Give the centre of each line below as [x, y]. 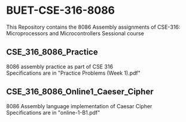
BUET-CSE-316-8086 [61, 10]
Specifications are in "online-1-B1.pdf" [53, 112]
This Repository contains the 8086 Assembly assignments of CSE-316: [93, 27]
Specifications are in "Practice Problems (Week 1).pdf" [73, 73]
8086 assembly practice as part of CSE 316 [60, 66]
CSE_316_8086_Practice [52, 52]
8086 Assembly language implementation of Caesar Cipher [79, 106]
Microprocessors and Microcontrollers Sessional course [75, 33]
